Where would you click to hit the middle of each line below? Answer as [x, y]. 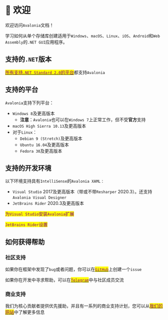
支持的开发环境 [28, 168]
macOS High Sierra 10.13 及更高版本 [49, 126]
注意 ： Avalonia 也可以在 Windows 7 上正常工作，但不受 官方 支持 [83, 119]
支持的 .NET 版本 [28, 59]
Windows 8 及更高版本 [33, 113]
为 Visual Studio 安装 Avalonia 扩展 [40, 214]
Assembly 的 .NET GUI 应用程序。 [36, 42]
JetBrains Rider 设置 [26, 225]
